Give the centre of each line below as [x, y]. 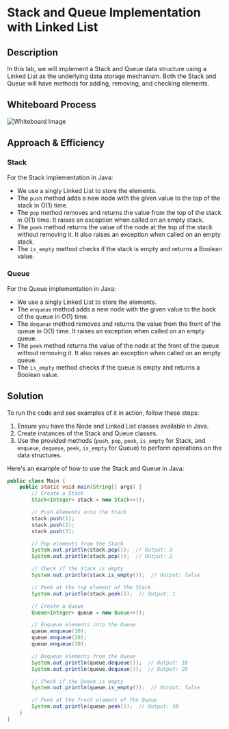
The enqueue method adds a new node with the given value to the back [117, 309]
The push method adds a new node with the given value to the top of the [119, 198]
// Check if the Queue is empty [78, 681]
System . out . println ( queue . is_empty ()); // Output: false [116, 688]
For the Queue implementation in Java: [62, 288]
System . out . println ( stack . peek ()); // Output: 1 [104, 593]
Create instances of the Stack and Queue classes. [87, 433]
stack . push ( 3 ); [53, 531]
